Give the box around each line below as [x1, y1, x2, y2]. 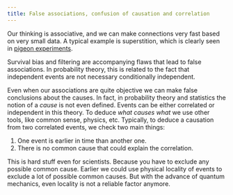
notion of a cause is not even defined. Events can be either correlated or [7, 100, 215, 109]
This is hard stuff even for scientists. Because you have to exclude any [7, 157, 210, 166]
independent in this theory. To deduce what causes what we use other [7, 108, 210, 116]
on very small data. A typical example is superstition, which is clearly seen [7, 36, 220, 45]
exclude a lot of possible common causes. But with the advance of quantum [7, 172, 225, 180]
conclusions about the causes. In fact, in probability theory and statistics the [7, 93, 226, 102]
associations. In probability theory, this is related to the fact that [7, 65, 190, 73]
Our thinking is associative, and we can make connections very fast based [7, 29, 220, 38]
